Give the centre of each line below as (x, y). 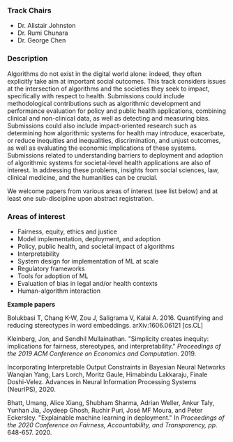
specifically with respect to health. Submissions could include (96, 96)
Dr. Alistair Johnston (46, 26)
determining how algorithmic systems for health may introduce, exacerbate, (116, 133)
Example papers (31, 304)
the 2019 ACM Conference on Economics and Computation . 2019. (102, 353)
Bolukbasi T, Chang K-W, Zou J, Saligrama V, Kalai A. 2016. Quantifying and (115, 318)
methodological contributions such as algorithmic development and (104, 103)
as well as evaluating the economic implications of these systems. (102, 148)
